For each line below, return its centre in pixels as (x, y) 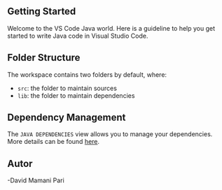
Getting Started (42, 12)
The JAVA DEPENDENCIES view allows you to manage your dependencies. (110, 134)
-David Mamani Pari (36, 180)
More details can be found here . (54, 142)
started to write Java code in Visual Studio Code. (78, 36)
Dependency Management (67, 118)
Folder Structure (44, 58)
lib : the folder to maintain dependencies (76, 95)
